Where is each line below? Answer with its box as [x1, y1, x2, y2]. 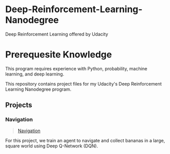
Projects [5, 101, 32, 109]
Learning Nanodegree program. [5, 86, 72, 92]
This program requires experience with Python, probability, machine [5, 65, 148, 71]
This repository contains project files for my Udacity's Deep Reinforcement [5, 81, 162, 87]
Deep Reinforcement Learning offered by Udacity [5, 31, 108, 37]
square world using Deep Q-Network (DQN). [5, 143, 98, 149]
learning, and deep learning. [5, 71, 64, 77]
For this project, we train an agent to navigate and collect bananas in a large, [5, 137, 165, 143]
